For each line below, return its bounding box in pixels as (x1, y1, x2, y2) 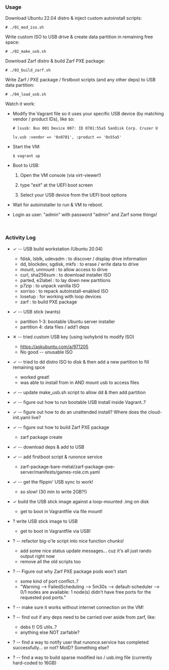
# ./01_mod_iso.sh (5, 25, 44, 30)
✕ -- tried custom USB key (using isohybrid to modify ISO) (12, 334, 135, 340)
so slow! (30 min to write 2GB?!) (20, 489, 88, 495)
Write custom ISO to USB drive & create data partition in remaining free (5, 34, 153, 40)
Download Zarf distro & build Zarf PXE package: (5, 58, 105, 64)
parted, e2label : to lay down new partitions (20, 277, 111, 283)
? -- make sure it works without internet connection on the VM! (12, 604, 144, 610)
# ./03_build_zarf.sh (5, 68, 51, 73)
